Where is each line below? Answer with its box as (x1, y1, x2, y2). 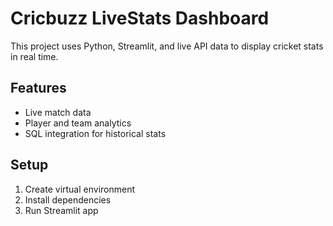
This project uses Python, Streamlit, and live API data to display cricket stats (10, 40, 324, 52)
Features (10, 80, 67, 97)
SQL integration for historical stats (24, 127, 167, 139)
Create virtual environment (24, 183, 136, 195)
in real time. (10, 50, 59, 62)
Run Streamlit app (24, 204, 99, 216)
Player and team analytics (24, 117, 132, 129)
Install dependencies (24, 193, 112, 206)
